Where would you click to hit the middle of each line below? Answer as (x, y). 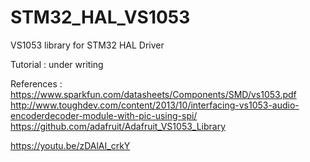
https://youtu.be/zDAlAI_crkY (70, 145)
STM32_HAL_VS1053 (100, 17)
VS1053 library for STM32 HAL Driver (87, 45)
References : (36, 83)
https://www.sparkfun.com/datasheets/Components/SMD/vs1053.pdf (153, 94)
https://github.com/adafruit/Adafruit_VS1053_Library (118, 126)
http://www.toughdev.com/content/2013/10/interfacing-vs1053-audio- (155, 105)
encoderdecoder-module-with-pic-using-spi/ (104, 115)
